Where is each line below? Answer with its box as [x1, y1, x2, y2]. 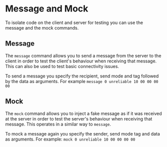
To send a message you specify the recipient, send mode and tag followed [5, 73, 159, 79]
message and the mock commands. [5, 24, 79, 30]
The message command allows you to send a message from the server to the [5, 52, 161, 58]
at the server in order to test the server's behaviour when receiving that [5, 115, 152, 121]
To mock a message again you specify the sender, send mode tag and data [5, 130, 160, 136]
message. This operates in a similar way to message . [5, 121, 111, 127]
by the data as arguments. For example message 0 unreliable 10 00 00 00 [5, 78, 158, 84]
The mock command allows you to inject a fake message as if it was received [5, 110, 162, 116]
